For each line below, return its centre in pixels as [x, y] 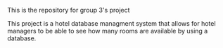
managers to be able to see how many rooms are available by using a [108, 31]
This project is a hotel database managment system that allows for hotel [111, 23]
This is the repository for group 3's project [69, 10]
